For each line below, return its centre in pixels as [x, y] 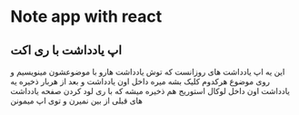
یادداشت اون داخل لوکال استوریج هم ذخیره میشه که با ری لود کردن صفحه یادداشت [150, 91]
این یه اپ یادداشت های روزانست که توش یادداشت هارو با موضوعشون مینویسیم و [148, 72]
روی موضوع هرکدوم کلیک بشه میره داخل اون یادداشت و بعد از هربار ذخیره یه [140, 81]
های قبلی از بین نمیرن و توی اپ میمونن [77, 101]
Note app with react [86, 17]
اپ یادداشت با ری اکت [66, 50]
